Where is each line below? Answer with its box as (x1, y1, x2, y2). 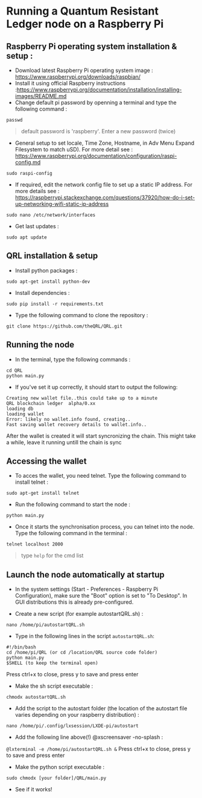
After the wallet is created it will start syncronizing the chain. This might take (6, 432, 196, 440)
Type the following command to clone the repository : (14, 311, 148, 318)
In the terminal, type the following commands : (14, 355, 131, 363)
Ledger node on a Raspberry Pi (6, 17, 164, 31)
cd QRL (6, 368, 23, 374)
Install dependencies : (14, 289, 71, 296)
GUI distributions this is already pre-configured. (14, 598, 134, 606)
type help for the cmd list (21, 552, 84, 559)
